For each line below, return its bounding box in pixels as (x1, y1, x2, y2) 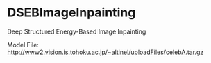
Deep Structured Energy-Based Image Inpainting (7, 27, 146, 36)
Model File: (7, 40, 40, 49)
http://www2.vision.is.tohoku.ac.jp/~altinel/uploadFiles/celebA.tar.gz (7, 48, 204, 56)
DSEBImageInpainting (7, 5, 136, 21)
